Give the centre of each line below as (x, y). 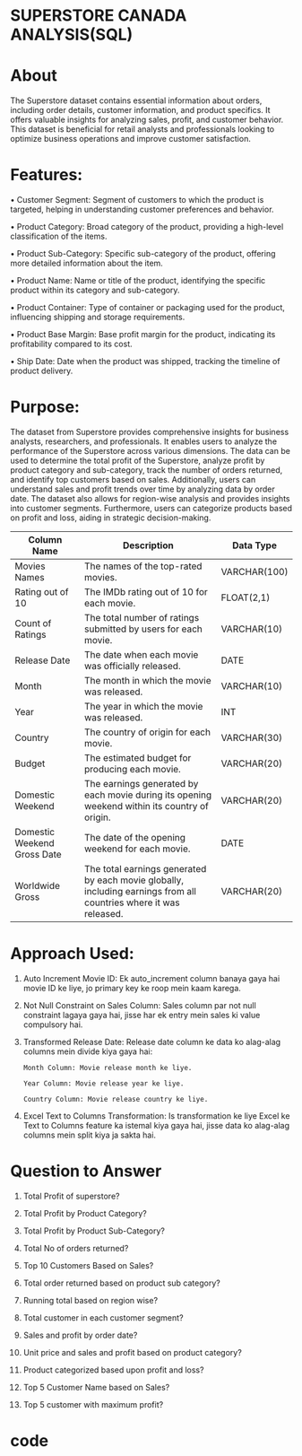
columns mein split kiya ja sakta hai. (89, 1135)
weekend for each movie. (138, 849)
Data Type (255, 545)
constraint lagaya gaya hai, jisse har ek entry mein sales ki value (142, 1015)
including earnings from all (140, 891)
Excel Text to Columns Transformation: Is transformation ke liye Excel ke (156, 1116)
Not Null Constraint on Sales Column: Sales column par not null (139, 1005)
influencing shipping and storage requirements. (98, 317)
